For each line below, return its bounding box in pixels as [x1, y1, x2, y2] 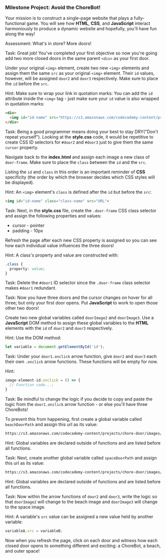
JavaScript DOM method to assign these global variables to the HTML [5, 320, 149, 326]
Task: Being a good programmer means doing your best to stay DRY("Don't [5, 128, 158, 135]
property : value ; [9, 266, 45, 271]
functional [5, 20, 26, 26]
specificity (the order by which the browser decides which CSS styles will [5, 174, 155, 180]
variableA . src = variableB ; [5, 528, 63, 533]
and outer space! [5, 548, 40, 554]
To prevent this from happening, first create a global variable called [5, 416, 142, 422]
